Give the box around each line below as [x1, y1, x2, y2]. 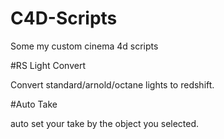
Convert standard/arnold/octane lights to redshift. [10, 78, 215, 91]
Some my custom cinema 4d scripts [10, 40, 159, 52]
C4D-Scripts [10, 7, 118, 30]
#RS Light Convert [10, 59, 86, 71]
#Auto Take [10, 98, 58, 110]
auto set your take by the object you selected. [10, 117, 200, 129]
